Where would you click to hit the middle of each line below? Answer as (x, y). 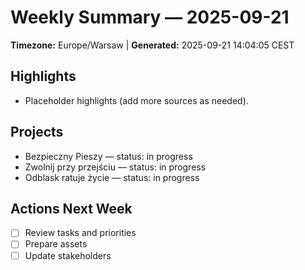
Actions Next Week (71, 208)
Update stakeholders (68, 255)
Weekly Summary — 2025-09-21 (150, 17)
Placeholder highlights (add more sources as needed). (136, 100)
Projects (37, 132)
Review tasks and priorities (80, 233)
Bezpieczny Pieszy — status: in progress (108, 156)
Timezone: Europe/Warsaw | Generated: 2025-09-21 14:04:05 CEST (152, 45)
